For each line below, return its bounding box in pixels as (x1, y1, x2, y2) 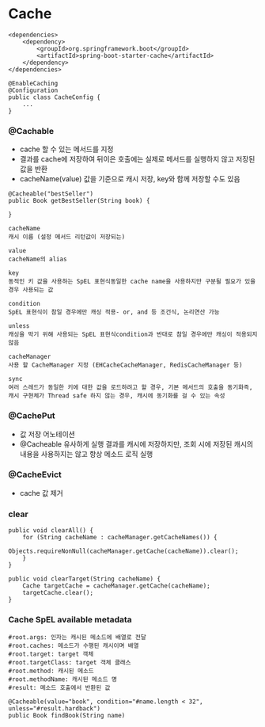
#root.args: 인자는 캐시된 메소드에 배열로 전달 (8, 634, 146, 641)
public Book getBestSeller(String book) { (8, 197, 150, 205)
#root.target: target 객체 (8, 650, 94, 658)
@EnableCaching (8, 79, 59, 87)
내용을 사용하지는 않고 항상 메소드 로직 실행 (19, 449, 153, 459)
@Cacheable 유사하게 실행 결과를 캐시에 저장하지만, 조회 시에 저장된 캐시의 (19, 439, 254, 448)
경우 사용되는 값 (8, 286, 54, 294)
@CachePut (8, 410, 55, 421)
